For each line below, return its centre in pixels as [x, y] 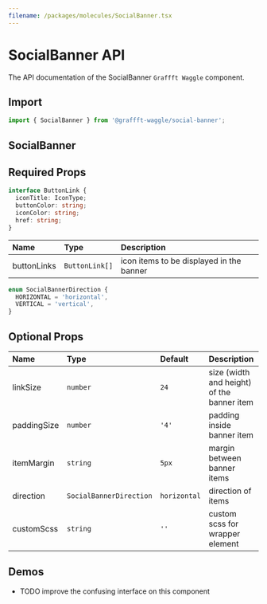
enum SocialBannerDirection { [58, 289]
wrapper [224, 534]
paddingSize [36, 426]
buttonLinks [35, 265]
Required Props [47, 173]
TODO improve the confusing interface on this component [115, 591]
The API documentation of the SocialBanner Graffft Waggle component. [126, 77]
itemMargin [33, 463]
